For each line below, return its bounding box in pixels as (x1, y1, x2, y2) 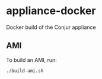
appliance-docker (6, 4, 96, 18)
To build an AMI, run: (6, 56, 58, 63)
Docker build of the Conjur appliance (6, 24, 96, 31)
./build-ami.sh (6, 68, 44, 74)
